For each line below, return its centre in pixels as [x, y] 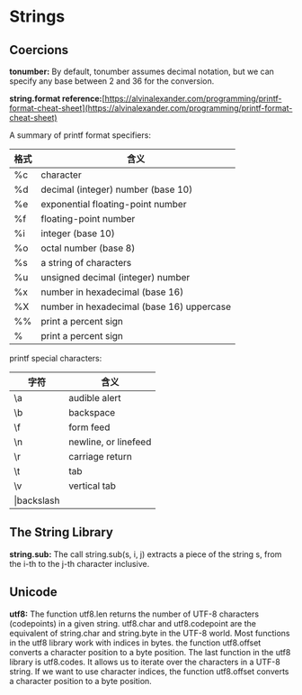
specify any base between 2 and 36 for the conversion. [112, 81]
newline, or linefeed [110, 442]
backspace [92, 412]
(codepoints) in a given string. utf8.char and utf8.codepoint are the [133, 623]
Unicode [34, 592]
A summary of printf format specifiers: [80, 135]
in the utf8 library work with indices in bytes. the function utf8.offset [135, 643]
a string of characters [86, 263]
